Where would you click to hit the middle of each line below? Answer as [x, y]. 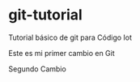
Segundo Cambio [37, 69]
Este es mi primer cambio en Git [62, 53]
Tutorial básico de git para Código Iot [70, 37]
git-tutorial [45, 15]
